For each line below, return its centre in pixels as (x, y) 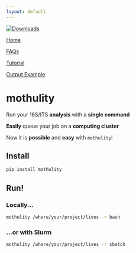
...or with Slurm (29, 232)
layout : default (26, 12)
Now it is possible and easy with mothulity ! (60, 137)
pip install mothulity (34, 170)
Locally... (20, 205)
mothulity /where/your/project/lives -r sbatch (66, 245)
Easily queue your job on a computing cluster (63, 126)
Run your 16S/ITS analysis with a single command (68, 114)
